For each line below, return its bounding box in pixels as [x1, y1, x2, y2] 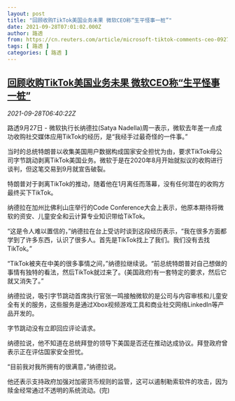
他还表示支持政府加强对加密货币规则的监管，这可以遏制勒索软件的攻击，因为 [7, 377, 228, 386]
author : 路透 [7, 29, 43, 37]
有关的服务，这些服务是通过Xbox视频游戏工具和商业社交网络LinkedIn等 [13, 300, 218, 309]
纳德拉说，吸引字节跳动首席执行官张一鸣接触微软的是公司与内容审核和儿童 [7, 291, 222, 300]
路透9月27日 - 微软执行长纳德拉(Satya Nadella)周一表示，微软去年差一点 [7, 123, 216, 132]
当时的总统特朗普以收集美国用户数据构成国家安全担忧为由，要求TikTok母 [7, 147, 217, 155]
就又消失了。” [7, 276, 44, 285]
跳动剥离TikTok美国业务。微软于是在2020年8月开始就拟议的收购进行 [25, 155, 223, 164]
